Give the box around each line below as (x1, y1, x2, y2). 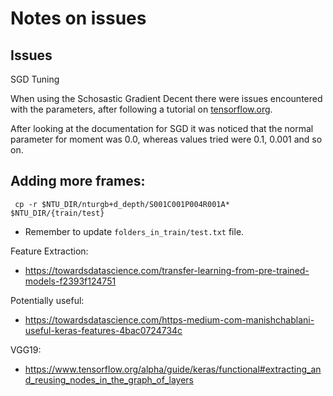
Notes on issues (10, 7, 147, 30)
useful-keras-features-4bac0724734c (24, 324, 183, 336)
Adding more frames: (10, 173, 146, 190)
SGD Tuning (10, 73, 60, 85)
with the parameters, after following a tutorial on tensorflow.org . (10, 103, 273, 115)
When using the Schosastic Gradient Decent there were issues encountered (10, 93, 323, 104)
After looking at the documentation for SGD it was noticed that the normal (10, 123, 314, 134)
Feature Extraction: (10, 245, 89, 257)
